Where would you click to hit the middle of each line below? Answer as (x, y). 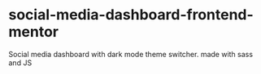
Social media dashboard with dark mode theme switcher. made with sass (131, 54)
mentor (34, 32)
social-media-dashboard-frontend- (131, 15)
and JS (20, 63)
